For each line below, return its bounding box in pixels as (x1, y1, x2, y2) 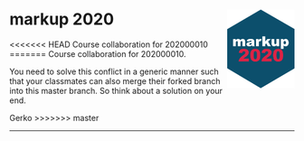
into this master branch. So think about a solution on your (9, 85, 223, 96)
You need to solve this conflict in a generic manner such (9, 66, 219, 77)
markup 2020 (9, 9, 115, 30)
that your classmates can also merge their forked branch (9, 75, 221, 86)
